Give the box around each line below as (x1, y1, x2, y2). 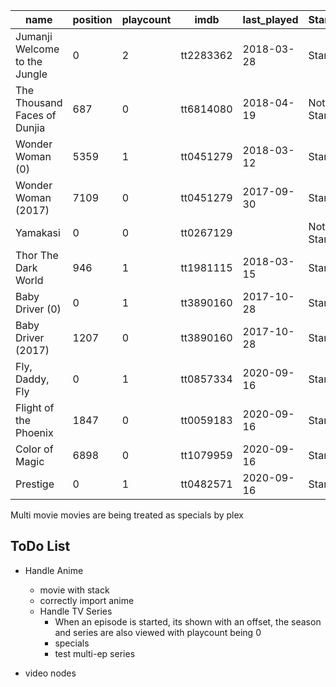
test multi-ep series (54, 647, 136, 659)
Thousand (15, 96, 63, 109)
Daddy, (15, 372, 50, 386)
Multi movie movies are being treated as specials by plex (10, 509, 244, 521)
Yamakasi (15, 226, 61, 239)
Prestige (15, 477, 55, 491)
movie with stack (39, 584, 110, 596)
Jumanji (15, 30, 53, 43)
